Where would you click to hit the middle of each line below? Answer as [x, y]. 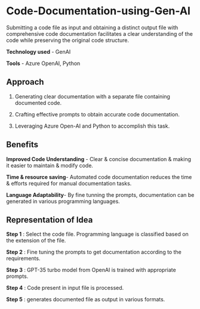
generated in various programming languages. [63, 201]
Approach [25, 82]
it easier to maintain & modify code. [50, 165]
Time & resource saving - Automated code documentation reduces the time [99, 177]
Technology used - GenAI [39, 51]
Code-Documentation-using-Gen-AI [99, 11]
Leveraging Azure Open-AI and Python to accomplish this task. [92, 126]
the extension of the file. [36, 240]
